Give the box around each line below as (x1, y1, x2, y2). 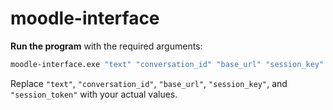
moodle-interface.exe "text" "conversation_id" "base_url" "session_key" (10, 59, 325, 69)
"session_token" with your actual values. (10, 88, 178, 100)
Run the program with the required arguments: (10, 40, 203, 52)
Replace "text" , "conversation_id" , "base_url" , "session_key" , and (10, 77, 288, 89)
